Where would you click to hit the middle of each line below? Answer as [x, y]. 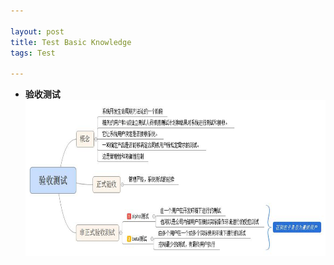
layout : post [37, 31]
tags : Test [33, 53]
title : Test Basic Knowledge [71, 42]
